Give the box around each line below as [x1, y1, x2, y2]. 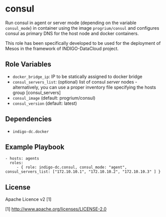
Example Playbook [5, 142, 64, 151]
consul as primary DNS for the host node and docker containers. [5, 30, 139, 36]
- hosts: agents [5, 156, 39, 161]
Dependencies [5, 115, 52, 123]
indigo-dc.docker [12, 129, 49, 134]
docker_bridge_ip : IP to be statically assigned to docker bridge [12, 74, 142, 80]
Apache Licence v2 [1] [5, 196, 52, 202]
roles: [10, 161, 24, 166]
